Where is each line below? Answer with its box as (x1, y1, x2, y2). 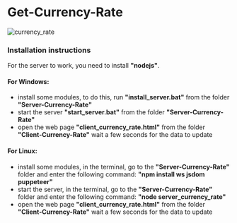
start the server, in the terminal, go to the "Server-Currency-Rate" (17, 185, 213, 193)
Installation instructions (7, 45, 91, 55)
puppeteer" (17, 177, 53, 186)
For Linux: (7, 147, 37, 155)
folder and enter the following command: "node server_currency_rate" (17, 192, 226, 201)
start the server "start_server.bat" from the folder (17, 108, 165, 116)
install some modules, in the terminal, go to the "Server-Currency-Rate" (17, 162, 230, 171)
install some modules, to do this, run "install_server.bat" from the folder (17, 93, 230, 102)
